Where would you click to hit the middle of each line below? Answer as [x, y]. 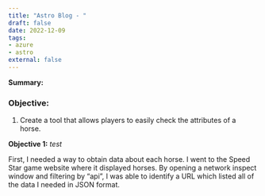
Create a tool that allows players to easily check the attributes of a [128, 121]
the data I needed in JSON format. [64, 185]
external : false [35, 60]
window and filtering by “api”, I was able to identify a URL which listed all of [131, 176]
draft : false [30, 23]
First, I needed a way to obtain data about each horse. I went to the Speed [129, 159]
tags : [17, 38]
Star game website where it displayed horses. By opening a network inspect [132, 168]
